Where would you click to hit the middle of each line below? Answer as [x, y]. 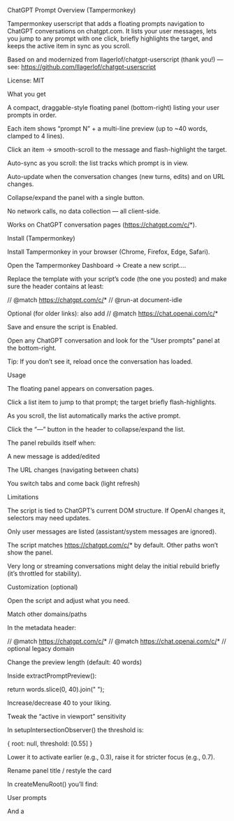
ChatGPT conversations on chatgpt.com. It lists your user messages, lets [112, 31]
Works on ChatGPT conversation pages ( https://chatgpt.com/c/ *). [102, 224]
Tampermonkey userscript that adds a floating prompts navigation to [106, 23]
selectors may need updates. [49, 518]
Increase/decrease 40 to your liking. [59, 703]
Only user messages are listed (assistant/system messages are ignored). [112, 531]
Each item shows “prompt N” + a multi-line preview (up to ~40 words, [108, 128]
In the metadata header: [42, 628]
